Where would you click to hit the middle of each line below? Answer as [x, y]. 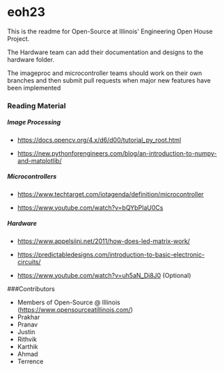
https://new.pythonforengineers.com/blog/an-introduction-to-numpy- [117, 153]
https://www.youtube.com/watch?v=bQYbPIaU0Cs [90, 207]
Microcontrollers [32, 176]
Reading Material [37, 106]
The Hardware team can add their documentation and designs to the [105, 52]
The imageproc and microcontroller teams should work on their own [105, 73]
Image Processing [34, 122]
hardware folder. [31, 59]
